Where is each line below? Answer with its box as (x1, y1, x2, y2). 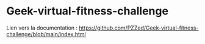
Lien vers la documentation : (6, 24, 78, 31)
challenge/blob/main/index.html (6, 30, 87, 37)
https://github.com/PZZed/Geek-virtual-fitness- (79, 24, 199, 31)
